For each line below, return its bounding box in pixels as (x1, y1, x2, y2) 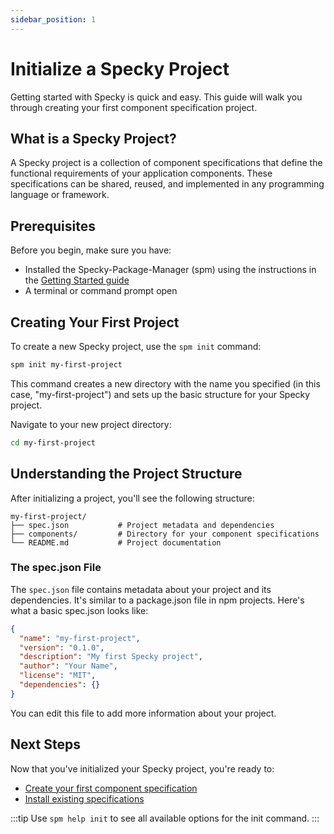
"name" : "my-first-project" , (19, 633, 141, 643)
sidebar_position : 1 (10, 14, 97, 25)
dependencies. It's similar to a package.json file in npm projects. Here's (10, 594, 305, 606)
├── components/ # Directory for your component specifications (10, 529, 320, 539)
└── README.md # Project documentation (10, 537, 222, 548)
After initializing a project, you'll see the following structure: (10, 492, 255, 504)
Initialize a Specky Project (10, 57, 230, 80)
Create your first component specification (24, 782, 198, 794)
